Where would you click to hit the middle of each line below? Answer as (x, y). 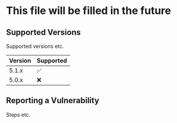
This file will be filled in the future (88, 11)
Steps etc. (18, 114)
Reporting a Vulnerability (53, 101)
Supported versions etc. (35, 46)
